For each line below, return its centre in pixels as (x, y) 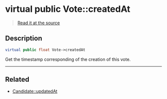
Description (24, 38)
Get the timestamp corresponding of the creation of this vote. (68, 59)
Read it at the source (39, 23)
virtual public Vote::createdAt (68, 9)
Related (17, 79)
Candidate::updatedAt (35, 91)
